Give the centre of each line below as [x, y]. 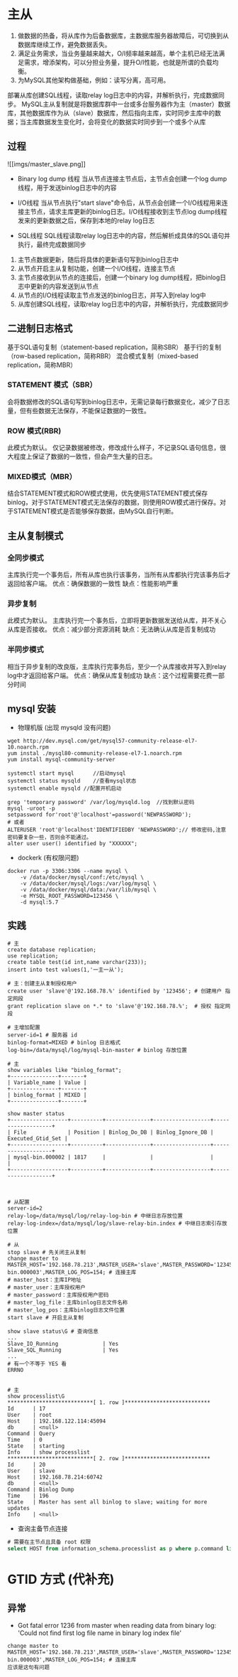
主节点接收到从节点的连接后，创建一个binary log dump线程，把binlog [119, 277]
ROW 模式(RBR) [34, 431]
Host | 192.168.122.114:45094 [57, 1421]
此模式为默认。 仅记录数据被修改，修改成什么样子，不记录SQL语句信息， [114, 448]
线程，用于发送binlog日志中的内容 [67, 187]
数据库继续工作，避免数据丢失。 [64, 44]
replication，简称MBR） [42, 365]
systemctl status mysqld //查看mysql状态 [72, 781]
